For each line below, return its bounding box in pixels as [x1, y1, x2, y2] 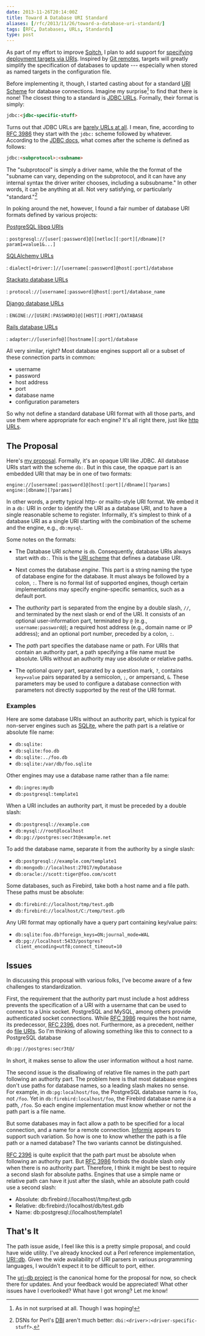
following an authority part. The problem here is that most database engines [6, 1075, 198, 1082]
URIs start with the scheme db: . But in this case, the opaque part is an [6, 464, 182, 470]
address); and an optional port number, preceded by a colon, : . [15, 630, 174, 637]
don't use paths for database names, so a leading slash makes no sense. [6, 1082, 189, 1089]
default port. [15, 592, 47, 599]
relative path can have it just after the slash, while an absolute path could [6, 1177, 190, 1184]
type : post [6, 32, 34, 38]
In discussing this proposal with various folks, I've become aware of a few [6, 976, 192, 984]
